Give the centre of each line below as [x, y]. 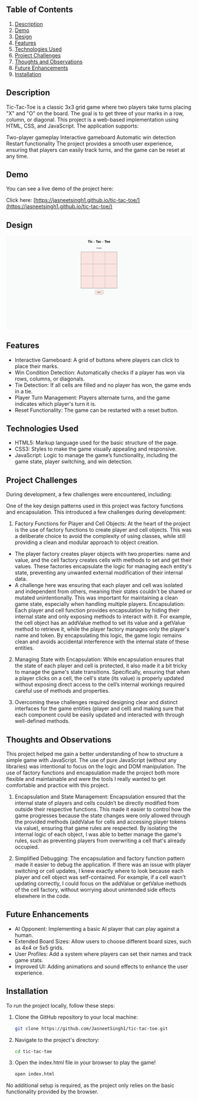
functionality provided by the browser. [52, 1092]
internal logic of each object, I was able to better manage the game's [98, 834]
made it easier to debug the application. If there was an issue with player [103, 864]
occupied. [27, 847]
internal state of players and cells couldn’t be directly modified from [97, 803]
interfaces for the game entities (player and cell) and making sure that [99, 709]
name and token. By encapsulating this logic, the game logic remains [98, 636]
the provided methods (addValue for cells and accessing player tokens [100, 822]
